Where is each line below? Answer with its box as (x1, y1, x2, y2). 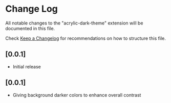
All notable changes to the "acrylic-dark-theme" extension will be (5, 20, 143, 26)
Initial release (12, 63, 41, 69)
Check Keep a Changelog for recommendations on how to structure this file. (5, 35, 166, 41)
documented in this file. (5, 25, 55, 31)
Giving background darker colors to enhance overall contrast (12, 92, 141, 98)
